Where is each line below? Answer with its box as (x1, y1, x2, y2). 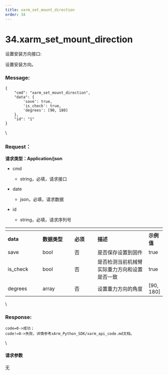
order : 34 (5, 12, 26, 17)
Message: (5, 74, 30, 81)
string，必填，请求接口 (19, 176, 67, 182)
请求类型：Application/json (5, 156, 62, 162)
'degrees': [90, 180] (23, 107, 68, 113)
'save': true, (23, 99, 52, 104)
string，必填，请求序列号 (19, 217, 71, 223)
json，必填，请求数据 (19, 196, 64, 202)
